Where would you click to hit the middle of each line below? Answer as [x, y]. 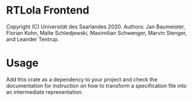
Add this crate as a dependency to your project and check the [82, 79]
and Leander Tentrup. [33, 39]
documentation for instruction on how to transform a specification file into [96, 86]
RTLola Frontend [48, 10]
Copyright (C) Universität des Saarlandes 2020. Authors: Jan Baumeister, [96, 27]
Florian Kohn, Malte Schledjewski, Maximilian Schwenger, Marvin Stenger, [96, 32]
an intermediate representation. [45, 92]
